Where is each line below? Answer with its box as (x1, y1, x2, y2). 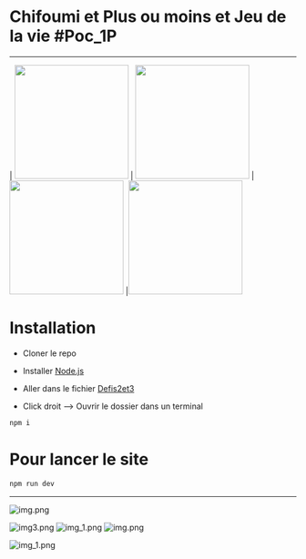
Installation (9, 318, 97, 339)
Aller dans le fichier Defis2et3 (22, 382, 135, 393)
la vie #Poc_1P (9, 25, 117, 46)
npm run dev (9, 479, 55, 488)
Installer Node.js (22, 365, 85, 376)
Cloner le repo (22, 348, 77, 359)
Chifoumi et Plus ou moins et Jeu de (9, 6, 287, 27)
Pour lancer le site (9, 449, 148, 470)
